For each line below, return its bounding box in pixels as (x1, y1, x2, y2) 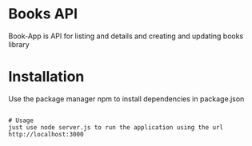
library (8, 39, 30, 49)
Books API (8, 5, 78, 23)
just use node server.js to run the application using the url (8, 123, 224, 132)
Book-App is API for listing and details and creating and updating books (8, 31, 244, 41)
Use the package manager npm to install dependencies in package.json (8, 93, 245, 104)
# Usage (8, 116, 34, 124)
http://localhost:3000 (8, 130, 84, 138)
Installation (8, 68, 85, 86)
